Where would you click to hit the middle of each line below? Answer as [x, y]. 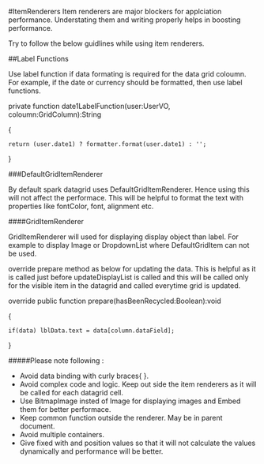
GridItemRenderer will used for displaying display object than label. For [123, 237]
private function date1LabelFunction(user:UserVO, [89, 106]
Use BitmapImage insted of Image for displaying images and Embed [130, 401]
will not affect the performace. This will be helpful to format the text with [126, 198]
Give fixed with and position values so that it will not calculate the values [138, 443]
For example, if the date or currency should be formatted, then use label [125, 82]
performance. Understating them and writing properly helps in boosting [124, 20]
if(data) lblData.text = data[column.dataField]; [92, 331]
